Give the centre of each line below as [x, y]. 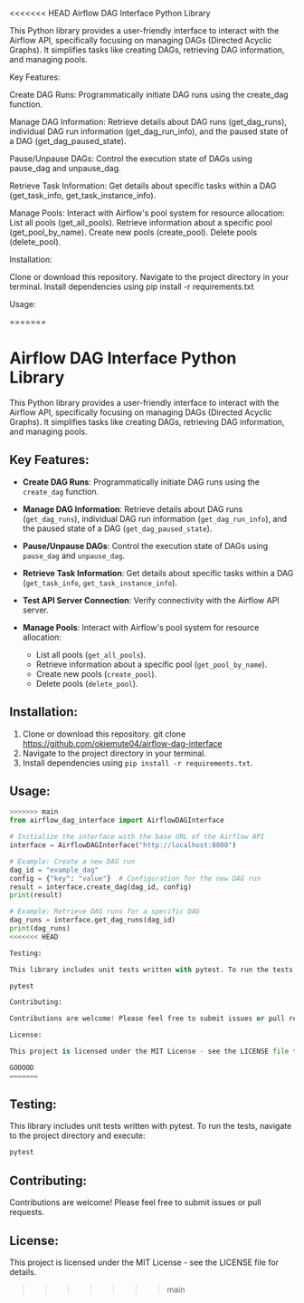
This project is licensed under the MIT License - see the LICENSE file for [144, 1262]
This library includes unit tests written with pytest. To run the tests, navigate [151, 1126]
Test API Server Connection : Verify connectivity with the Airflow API [151, 600]
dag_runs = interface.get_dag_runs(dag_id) [93, 920]
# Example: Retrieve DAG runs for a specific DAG [105, 912]
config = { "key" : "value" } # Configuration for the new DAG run [135, 878]
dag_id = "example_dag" [54, 870]
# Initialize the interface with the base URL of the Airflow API [137, 837]
